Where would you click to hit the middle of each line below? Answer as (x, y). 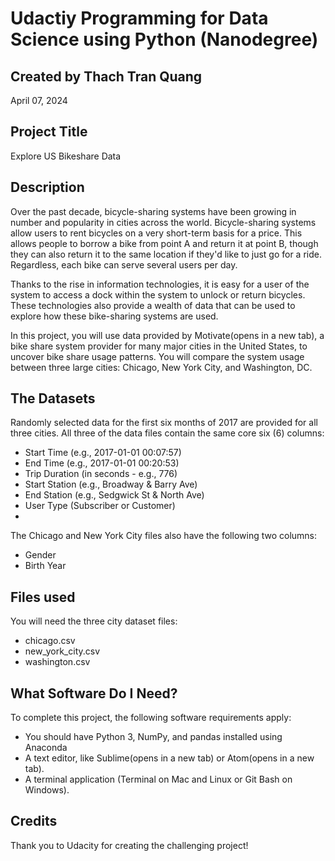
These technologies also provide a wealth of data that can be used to (153, 305)
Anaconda (46, 748)
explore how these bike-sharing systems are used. (114, 316)
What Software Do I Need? (94, 693)
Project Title (49, 132)
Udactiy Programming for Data (139, 18)
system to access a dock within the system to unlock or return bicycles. (158, 294)
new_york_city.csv (62, 651)
